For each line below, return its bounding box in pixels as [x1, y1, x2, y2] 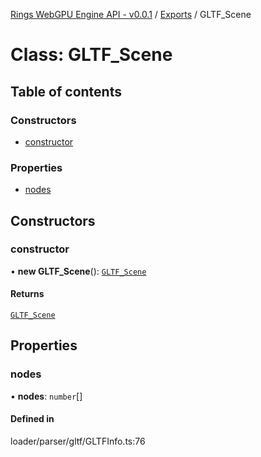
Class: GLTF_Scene [10, 44, 173, 66]
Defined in [10, 413, 55, 425]
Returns [10, 288, 45, 300]
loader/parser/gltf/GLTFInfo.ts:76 [10, 435, 146, 447]
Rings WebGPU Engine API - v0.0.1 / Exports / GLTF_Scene [10, 9, 252, 20]
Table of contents [10, 83, 122, 100]
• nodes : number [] [10, 390, 83, 402]
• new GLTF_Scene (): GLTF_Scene [10, 265, 147, 277]
